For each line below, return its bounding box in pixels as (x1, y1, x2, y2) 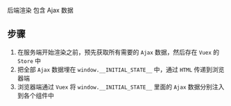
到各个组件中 (17, 91, 54, 99)
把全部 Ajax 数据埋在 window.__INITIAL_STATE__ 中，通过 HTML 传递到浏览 (17, 65, 225, 73)
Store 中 (17, 56, 42, 64)
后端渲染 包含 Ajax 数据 (7, 6, 74, 14)
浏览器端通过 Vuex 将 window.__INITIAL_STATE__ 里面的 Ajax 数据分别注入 (17, 82, 225, 91)
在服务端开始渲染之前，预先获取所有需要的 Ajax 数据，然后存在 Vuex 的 (17, 48, 220, 56)
